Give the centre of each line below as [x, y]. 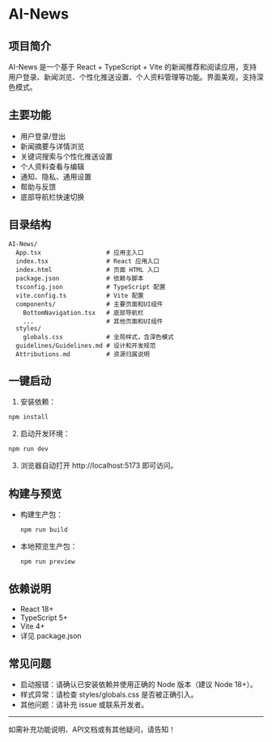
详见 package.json [51, 635]
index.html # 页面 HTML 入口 [88, 269]
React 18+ [37, 608]
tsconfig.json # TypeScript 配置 [91, 287]
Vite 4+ [32, 626]
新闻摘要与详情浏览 [52, 146]
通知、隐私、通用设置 [55, 176]
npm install [28, 418]
